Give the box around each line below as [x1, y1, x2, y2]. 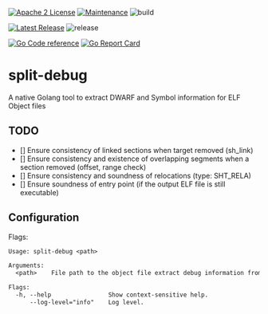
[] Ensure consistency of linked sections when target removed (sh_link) [19, 145, 254, 155]
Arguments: [8, 261, 45, 270]
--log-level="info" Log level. [29, 298, 145, 306]
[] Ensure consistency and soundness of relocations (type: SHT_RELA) [19, 171, 251, 180]
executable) [19, 187, 59, 197]
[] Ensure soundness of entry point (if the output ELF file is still [19, 179, 226, 189]
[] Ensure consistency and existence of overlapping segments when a [19, 154, 250, 163]
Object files [8, 100, 46, 111]
